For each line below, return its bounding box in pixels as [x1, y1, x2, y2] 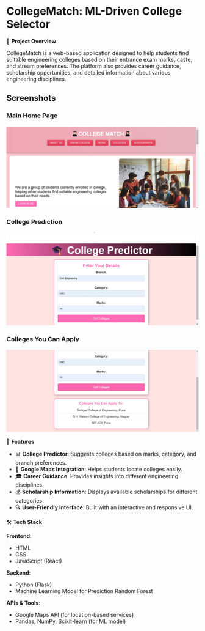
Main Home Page [6, 111, 58, 120]
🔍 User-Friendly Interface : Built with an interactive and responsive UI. [15, 504, 193, 511]
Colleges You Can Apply [6, 335, 80, 344]
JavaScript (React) [15, 558, 62, 565]
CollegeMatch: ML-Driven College [6, 4, 182, 18]
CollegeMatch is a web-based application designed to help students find [6, 49, 189, 56]
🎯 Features [6, 438, 35, 446]
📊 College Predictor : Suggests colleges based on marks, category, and [15, 451, 197, 458]
